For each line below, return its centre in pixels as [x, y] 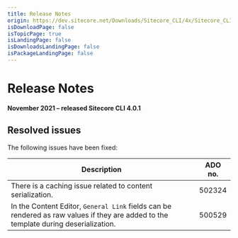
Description [101, 169]
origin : [19, 21]
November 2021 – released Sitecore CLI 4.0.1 [74, 108]
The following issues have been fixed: [63, 147]
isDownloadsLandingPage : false [53, 47]
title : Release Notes [39, 14]
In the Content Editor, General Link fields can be [91, 206]
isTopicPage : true [34, 34]
